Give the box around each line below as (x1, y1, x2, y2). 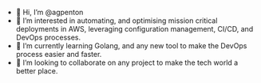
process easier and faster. (15, 50, 102, 58)
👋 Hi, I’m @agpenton (15, 8, 84, 17)
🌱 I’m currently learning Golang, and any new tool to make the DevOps (15, 41, 247, 51)
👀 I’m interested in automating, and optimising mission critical (15, 16, 218, 25)
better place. (15, 66, 58, 75)
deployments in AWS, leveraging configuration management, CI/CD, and (15, 25, 254, 33)
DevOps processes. (15, 32, 81, 42)
